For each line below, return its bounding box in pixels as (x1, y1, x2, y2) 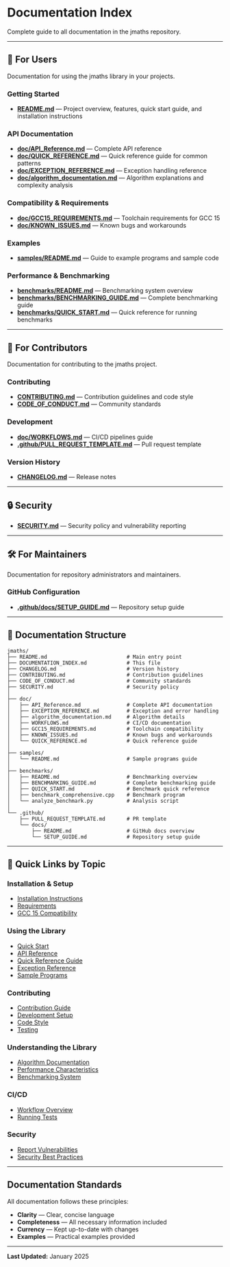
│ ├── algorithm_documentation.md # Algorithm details (7, 713, 186, 721)
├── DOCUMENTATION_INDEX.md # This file (7, 660, 161, 666)
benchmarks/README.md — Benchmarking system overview (16, 287, 193, 295)
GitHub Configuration (7, 588, 80, 597)
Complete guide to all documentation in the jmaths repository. (7, 27, 181, 36)
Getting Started (7, 89, 60, 99)
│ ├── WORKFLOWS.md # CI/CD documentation (7, 719, 192, 726)
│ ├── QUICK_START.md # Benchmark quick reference (7, 785, 210, 793)
